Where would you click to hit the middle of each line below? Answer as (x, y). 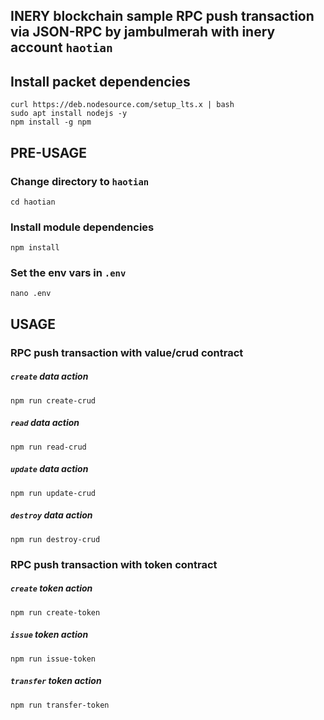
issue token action (49, 635)
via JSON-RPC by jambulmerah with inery (143, 32)
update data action (49, 469)
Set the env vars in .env (68, 273)
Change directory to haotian (80, 181)
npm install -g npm (51, 122)
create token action (51, 588)
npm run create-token (55, 612)
